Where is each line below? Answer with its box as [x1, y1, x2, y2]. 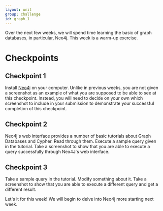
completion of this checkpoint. [5, 106, 67, 112]
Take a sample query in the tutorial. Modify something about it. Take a [5, 176, 147, 182]
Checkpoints [5, 52, 59, 63]
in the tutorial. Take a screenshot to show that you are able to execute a [5, 144, 150, 150]
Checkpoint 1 [5, 72, 46, 80]
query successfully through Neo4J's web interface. [5, 149, 110, 155]
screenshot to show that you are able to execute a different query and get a [5, 181, 159, 187]
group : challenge [5, 12, 41, 17]
